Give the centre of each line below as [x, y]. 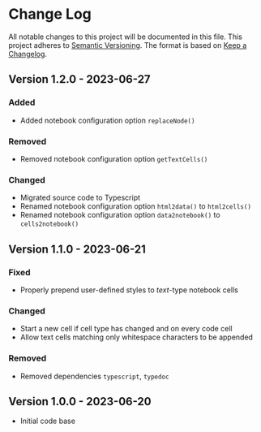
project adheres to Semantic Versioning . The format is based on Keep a [128, 45]
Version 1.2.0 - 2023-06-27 [80, 79]
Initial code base [47, 421]
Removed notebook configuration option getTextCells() [114, 158]
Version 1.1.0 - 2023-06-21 [77, 249]
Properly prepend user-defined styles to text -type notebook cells [129, 290]
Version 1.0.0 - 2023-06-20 [80, 402]
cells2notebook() [49, 224]
